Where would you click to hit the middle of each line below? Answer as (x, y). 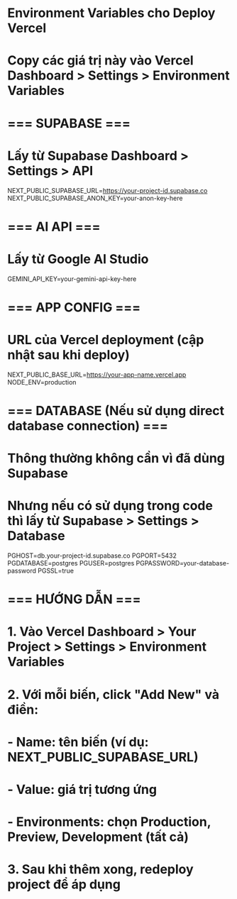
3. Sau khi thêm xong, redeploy (100, 870)
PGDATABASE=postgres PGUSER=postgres (71, 563)
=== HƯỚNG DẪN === (74, 599)
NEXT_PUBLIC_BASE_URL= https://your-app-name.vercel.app (97, 375)
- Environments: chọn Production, (109, 822)
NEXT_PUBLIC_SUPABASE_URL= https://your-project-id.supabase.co (108, 190)
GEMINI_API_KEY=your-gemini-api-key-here (72, 279)
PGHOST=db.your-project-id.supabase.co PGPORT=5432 (92, 556)
